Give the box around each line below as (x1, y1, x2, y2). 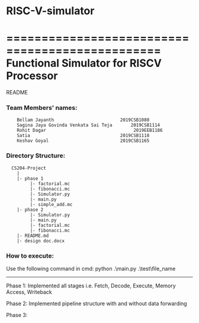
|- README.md (17, 233, 49, 239)
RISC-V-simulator (6, 4, 95, 18)
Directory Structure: (6, 151, 66, 160)
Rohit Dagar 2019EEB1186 (17, 128, 163, 134)
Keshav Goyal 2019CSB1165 (17, 138, 150, 144)
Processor (6, 69, 58, 83)
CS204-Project (11, 165, 46, 171)
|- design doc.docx (17, 237, 65, 244)
